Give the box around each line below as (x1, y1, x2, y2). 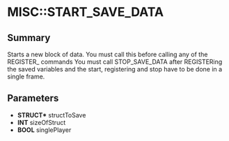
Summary (7, 32, 51, 44)
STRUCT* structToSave (17, 110, 86, 119)
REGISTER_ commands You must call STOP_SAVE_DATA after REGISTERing (7, 58, 223, 66)
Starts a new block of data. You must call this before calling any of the (7, 50, 208, 58)
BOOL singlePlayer (17, 126, 72, 134)
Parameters (7, 92, 59, 104)
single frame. (7, 72, 45, 81)
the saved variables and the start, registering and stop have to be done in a (7, 65, 223, 73)
